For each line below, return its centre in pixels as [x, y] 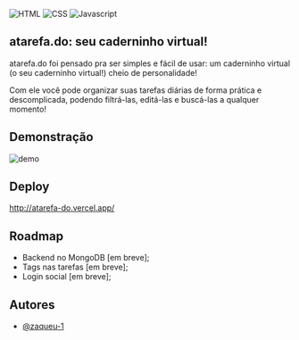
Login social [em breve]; [66, 277]
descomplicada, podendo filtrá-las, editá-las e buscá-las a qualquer [134, 99]
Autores [32, 305]
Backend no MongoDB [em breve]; [86, 258]
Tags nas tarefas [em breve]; [75, 267]
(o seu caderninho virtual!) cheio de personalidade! [104, 72]
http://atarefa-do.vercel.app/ [62, 208]
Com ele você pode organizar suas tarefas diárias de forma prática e [136, 90]
